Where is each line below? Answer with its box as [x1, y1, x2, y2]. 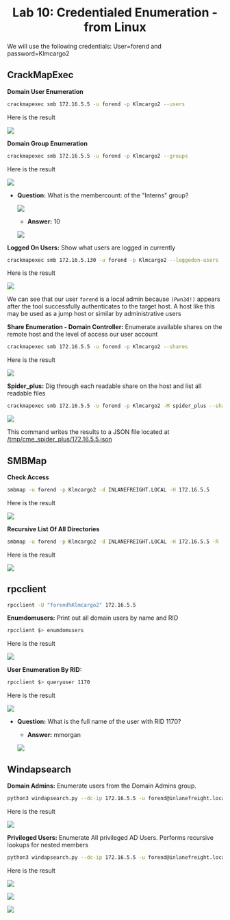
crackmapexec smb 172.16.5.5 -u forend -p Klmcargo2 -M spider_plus [7, 402, 207, 409]
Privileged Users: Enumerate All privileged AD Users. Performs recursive [7, 833, 214, 841]
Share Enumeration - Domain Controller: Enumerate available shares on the [7, 323, 222, 331]
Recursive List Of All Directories [7, 524, 100, 533]
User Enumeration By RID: [7, 666, 82, 674]
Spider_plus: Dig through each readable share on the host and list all [7, 382, 202, 390]
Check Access [7, 473, 49, 481]
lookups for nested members [7, 840, 89, 849]
